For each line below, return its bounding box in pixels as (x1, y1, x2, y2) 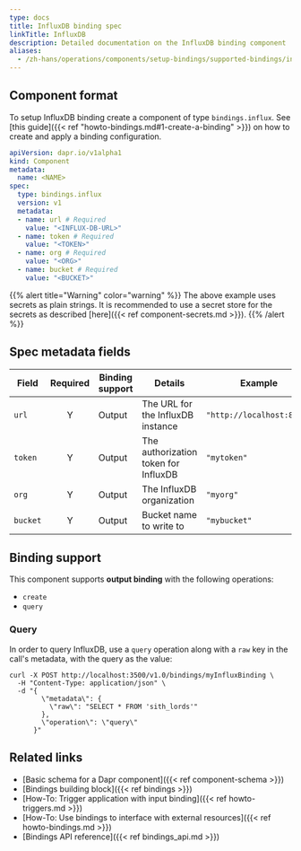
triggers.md (21, 803, 66, 813)
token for (142, 457, 180, 469)
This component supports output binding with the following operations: (9, 574, 274, 584)
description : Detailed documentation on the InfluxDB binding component (9, 38, 287, 48)
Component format (9, 88, 118, 103)
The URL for (142, 397, 193, 409)
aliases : (9, 47, 42, 56)
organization (142, 494, 195, 506)
